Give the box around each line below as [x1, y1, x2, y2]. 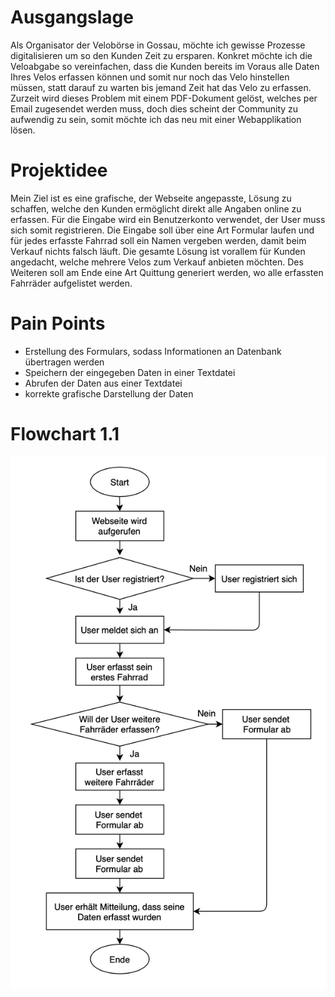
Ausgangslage [10, 6, 134, 29]
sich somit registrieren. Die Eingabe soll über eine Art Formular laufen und [10, 224, 315, 236]
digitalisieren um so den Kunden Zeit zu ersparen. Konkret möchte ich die [10, 49, 313, 61]
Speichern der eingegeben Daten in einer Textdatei [24, 366, 236, 378]
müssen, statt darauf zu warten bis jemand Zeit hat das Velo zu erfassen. [10, 81, 312, 93]
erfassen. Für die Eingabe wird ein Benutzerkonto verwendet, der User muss [10, 213, 326, 225]
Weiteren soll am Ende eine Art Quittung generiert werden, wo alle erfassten [10, 266, 324, 278]
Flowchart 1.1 [10, 423, 120, 445]
